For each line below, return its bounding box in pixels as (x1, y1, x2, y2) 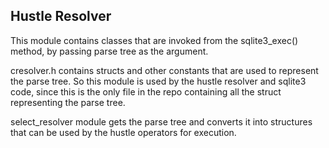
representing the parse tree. (10, 96, 126, 108)
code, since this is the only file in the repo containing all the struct (10, 85, 282, 98)
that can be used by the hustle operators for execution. (10, 126, 237, 138)
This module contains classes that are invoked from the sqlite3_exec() (10, 34, 299, 46)
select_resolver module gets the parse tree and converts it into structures (10, 115, 313, 128)
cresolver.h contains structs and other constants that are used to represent (10, 64, 319, 76)
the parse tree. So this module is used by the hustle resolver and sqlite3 (10, 75, 307, 87)
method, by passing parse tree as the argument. (10, 45, 209, 57)
